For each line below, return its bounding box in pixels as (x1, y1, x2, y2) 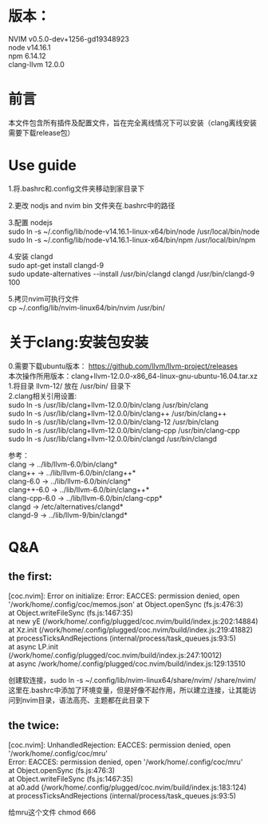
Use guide (8, 156, 77, 175)
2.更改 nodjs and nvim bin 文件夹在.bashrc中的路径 (8, 200, 175, 210)
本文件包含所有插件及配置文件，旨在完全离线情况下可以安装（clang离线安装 (8, 117, 258, 128)
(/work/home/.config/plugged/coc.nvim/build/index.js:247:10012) (8, 650, 223, 660)
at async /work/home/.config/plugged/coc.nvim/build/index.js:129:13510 (8, 659, 246, 668)
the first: (8, 570, 53, 583)
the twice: (8, 719, 60, 732)
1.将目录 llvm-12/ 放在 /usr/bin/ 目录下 (8, 380, 132, 391)
